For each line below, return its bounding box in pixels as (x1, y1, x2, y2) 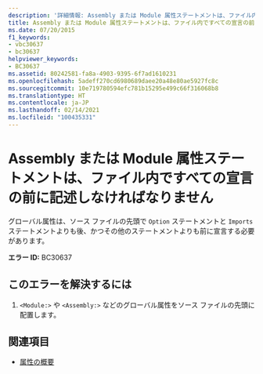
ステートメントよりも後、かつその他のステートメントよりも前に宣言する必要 (8, 226, 255, 235)
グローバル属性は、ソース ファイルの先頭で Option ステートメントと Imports (8, 216, 253, 226)
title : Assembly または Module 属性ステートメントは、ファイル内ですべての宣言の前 (8, 19, 255, 27)
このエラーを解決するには (8, 278, 131, 291)
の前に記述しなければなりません (8, 189, 214, 207)
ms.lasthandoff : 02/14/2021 (8, 107, 100, 114)
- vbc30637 (8, 41, 44, 49)
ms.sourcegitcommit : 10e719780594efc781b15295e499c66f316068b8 (8, 84, 219, 93)
